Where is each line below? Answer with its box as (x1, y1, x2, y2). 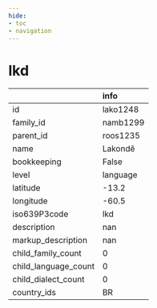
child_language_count (12, 261, 95, 272)
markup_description (12, 235, 88, 246)
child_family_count (12, 248, 82, 259)
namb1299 (102, 117, 145, 129)
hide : (8, 11, 26, 20)
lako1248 (102, 104, 139, 115)
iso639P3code (12, 208, 69, 220)
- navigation (8, 27, 52, 35)
